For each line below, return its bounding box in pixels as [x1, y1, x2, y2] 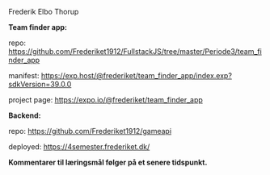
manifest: [8, 71, 40, 80]
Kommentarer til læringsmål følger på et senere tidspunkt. [8, 157, 208, 167]
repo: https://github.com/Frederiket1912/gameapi [8, 127, 172, 135]
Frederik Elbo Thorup [8, 7, 79, 16]
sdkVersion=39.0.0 [8, 80, 72, 89]
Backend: [8, 110, 41, 120]
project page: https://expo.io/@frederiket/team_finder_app [8, 95, 204, 104]
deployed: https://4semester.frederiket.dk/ [8, 142, 150, 152]
